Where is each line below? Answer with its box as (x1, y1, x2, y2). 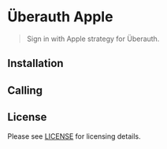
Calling (7, 84, 43, 97)
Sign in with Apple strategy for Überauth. (26, 34, 160, 43)
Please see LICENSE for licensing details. (7, 131, 141, 141)
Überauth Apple (7, 8, 113, 26)
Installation (7, 57, 64, 70)
